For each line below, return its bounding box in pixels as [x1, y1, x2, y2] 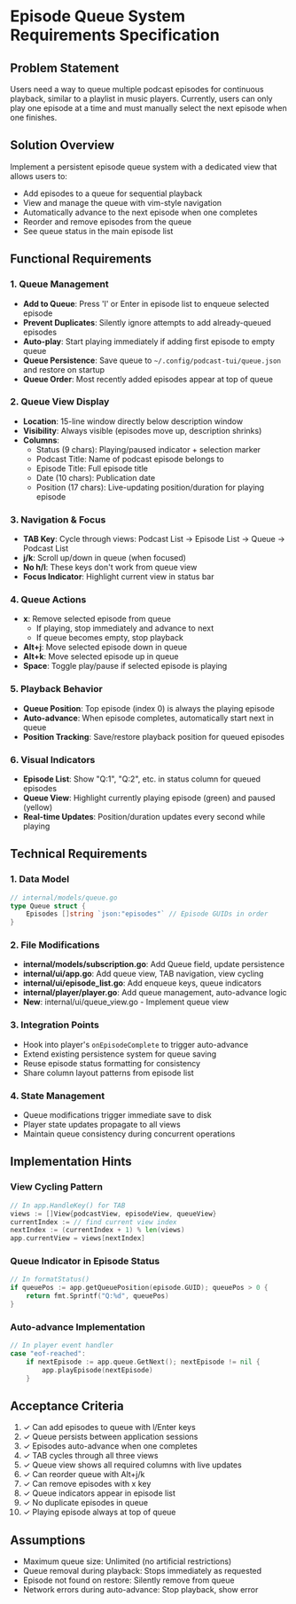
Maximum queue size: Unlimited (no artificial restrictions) [22, 1556, 232, 1567]
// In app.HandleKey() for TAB [10, 1200, 126, 1210]
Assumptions [10, 1532, 86, 1547]
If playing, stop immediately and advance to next [35, 623, 214, 633]
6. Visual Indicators [10, 753, 96, 766]
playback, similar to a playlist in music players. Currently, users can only [10, 93, 273, 104]
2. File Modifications [10, 939, 100, 951]
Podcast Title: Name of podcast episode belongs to [35, 453, 224, 464]
